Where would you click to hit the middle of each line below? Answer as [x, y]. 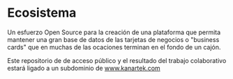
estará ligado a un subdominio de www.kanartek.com [84, 68]
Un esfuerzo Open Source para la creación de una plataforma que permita [114, 32]
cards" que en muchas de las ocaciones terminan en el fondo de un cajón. [114, 47]
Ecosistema [42, 13]
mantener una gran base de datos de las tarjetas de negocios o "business [113, 39]
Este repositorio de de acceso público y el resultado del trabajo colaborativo [117, 60]
